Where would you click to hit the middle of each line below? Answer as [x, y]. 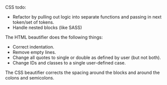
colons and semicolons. [30, 78]
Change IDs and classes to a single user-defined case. [69, 63]
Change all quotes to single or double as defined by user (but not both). [87, 57]
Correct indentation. [33, 47]
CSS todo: [16, 7]
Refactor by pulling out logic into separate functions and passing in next [87, 17]
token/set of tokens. [33, 22]
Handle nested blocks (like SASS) [47, 27]
